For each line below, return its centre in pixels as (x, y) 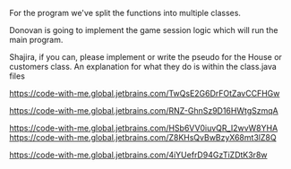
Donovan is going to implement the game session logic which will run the (144, 30)
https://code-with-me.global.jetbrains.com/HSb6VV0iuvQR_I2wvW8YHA (144, 128)
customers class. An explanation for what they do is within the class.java (143, 67)
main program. (36, 40)
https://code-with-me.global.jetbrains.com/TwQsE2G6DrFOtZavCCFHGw (145, 93)
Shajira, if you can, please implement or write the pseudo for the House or (145, 57)
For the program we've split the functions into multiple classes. (125, 13)
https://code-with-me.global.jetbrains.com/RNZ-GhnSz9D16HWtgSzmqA (144, 110)
